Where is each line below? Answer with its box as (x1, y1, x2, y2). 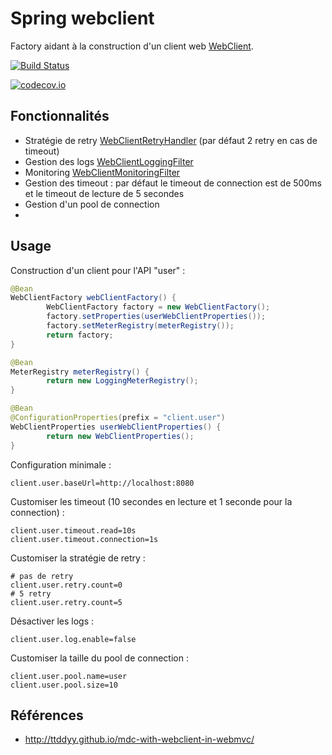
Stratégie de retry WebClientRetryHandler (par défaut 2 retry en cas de (24, 134, 318, 146)
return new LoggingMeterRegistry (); (46, 376, 199, 386)
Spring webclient (10, 7, 155, 30)
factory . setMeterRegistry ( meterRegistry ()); (46, 321, 235, 331)
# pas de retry (10, 571, 74, 581)
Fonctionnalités (10, 108, 110, 125)
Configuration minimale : (10, 458, 112, 471)
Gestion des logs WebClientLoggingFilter (24, 155, 194, 167)
